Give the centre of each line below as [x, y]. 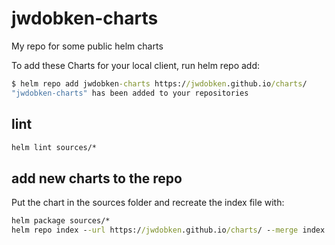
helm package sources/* [61, 221]
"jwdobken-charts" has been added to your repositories [130, 93]
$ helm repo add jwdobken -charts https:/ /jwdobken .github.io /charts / [159, 83]
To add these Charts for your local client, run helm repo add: [136, 65]
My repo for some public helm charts [87, 46]
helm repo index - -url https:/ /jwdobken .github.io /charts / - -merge [155, 230]
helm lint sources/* [54, 147]
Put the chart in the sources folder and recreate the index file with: [148, 203]
